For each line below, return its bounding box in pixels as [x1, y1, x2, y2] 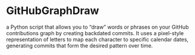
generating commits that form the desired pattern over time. [6, 42, 153, 49]
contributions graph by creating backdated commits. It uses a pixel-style [6, 29, 184, 36]
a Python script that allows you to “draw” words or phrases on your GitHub [6, 23, 189, 30]
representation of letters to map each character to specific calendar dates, [6, 36, 189, 43]
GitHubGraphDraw [6, 4, 99, 18]
